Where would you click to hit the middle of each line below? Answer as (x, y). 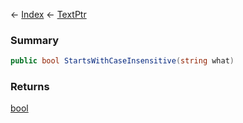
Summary (35, 40)
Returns (30, 87)
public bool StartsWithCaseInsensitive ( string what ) (122, 61)
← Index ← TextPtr (48, 14)
